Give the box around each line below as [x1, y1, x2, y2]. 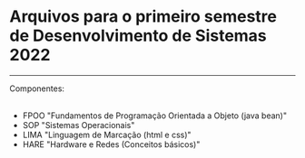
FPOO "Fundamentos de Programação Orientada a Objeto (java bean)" [22, 110, 288, 121]
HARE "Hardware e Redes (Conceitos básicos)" [22, 138, 201, 150]
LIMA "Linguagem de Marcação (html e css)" [22, 129, 192, 140]
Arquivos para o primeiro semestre [9, 6, 277, 27]
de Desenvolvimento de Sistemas [9, 25, 268, 46]
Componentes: [9, 83, 65, 94]
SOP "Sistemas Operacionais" [22, 119, 135, 130]
